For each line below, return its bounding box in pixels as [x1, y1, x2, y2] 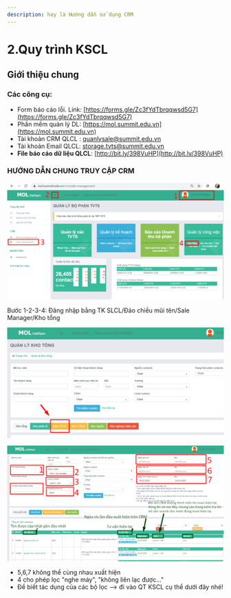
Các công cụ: [7, 89, 53, 99]
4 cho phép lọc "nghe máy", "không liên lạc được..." [16, 575, 164, 584]
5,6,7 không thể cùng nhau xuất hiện [16, 568, 121, 577]
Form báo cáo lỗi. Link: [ [16, 105, 86, 114]
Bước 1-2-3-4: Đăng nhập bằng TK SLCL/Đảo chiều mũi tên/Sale [7, 306, 190, 314]
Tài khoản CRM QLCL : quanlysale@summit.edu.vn [16, 134, 162, 142]
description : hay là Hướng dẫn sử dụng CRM [7, 11, 134, 18]
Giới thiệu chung [7, 69, 79, 81]
